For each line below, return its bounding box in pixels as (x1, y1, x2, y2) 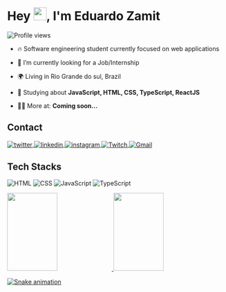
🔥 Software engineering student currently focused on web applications (17, 44, 220, 53)
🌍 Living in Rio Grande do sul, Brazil (17, 72, 121, 80)
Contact (7, 122, 43, 134)
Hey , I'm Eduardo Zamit (7, 8, 161, 24)
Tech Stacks (7, 161, 62, 172)
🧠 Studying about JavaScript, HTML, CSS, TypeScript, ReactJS (17, 88, 200, 96)
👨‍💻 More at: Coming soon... (17, 101, 98, 110)
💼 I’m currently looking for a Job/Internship (17, 58, 140, 66)
